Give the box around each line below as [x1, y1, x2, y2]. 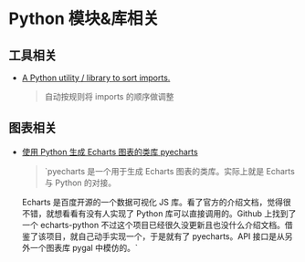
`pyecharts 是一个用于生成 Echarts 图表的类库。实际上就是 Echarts [44, 165, 296, 176]
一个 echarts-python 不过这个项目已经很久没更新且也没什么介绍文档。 [21, 219, 285, 230]
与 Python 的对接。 [44, 177, 117, 188]
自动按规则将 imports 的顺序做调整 [44, 91, 174, 101]
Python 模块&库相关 [8, 8, 160, 29]
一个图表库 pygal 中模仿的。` [29, 242, 138, 253]
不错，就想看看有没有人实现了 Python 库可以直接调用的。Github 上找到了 [21, 207, 297, 219]
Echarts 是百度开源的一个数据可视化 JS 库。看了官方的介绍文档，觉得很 [21, 196, 291, 207]
